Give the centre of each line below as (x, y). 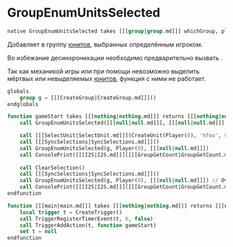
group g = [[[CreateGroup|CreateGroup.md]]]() (88, 98)
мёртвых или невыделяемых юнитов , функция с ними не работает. (106, 78)
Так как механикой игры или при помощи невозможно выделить (103, 71)
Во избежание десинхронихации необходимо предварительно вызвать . (115, 57)
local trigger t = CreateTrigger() (71, 212)
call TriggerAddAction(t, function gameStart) (88, 225)
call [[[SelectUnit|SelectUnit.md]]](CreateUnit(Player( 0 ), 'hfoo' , (121, 136)
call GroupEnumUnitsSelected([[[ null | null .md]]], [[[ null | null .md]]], (124, 123)
